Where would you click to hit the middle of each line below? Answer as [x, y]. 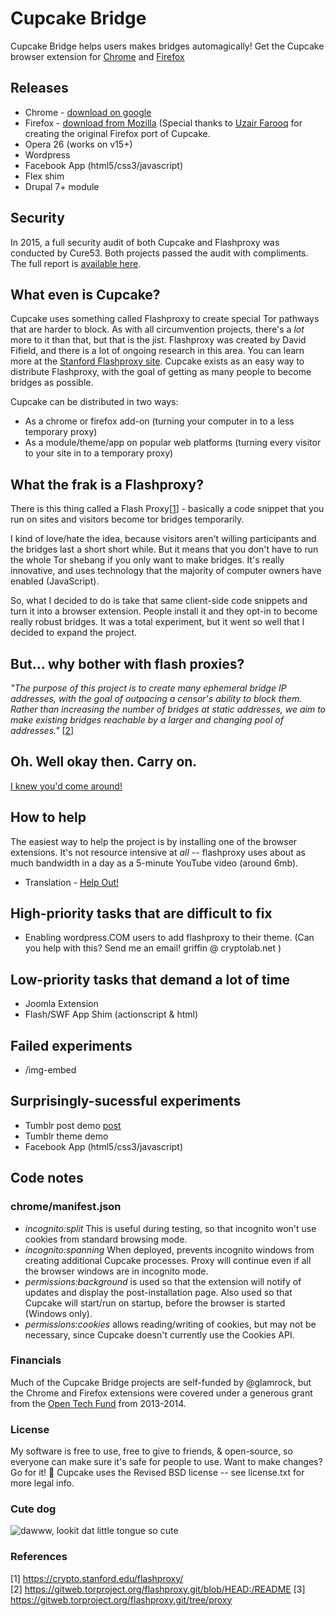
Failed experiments [71, 1045]
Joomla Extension [61, 1004]
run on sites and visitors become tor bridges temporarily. [127, 519]
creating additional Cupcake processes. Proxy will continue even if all [168, 1260]
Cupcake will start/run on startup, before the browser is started [155, 1303]
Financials [36, 1360]
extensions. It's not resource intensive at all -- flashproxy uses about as [158, 852]
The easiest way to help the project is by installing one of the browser [154, 841]
